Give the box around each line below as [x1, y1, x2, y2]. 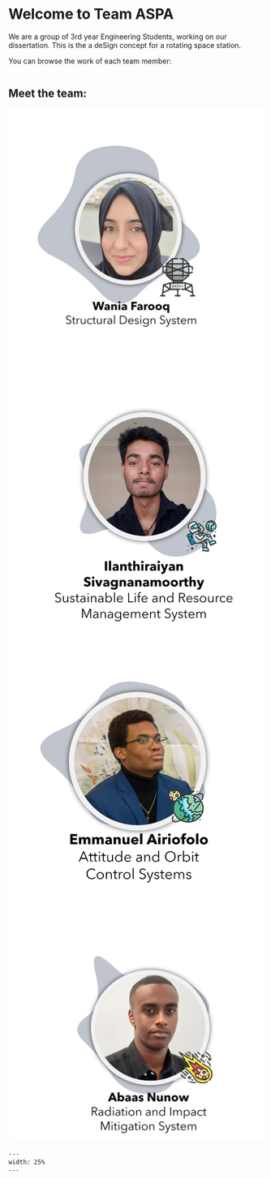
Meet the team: [8, 87, 88, 101]
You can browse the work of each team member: [8, 56, 172, 66]
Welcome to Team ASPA [8, 5, 174, 24]
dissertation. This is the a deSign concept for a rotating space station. [8, 40, 242, 49]
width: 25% [8, 1158, 45, 1166]
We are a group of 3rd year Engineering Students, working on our [8, 32, 227, 41]
